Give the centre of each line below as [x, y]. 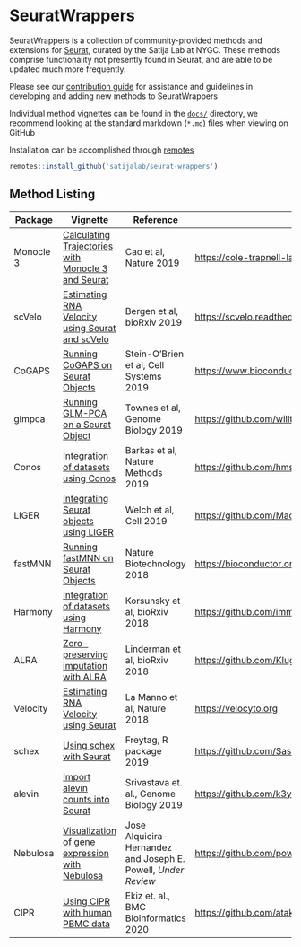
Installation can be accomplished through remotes [102, 150]
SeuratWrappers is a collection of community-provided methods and [136, 40]
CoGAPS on [87, 364]
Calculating [86, 234]
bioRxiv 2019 [154, 322]
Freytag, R [146, 740]
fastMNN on [88, 557]
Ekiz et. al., [148, 896]
